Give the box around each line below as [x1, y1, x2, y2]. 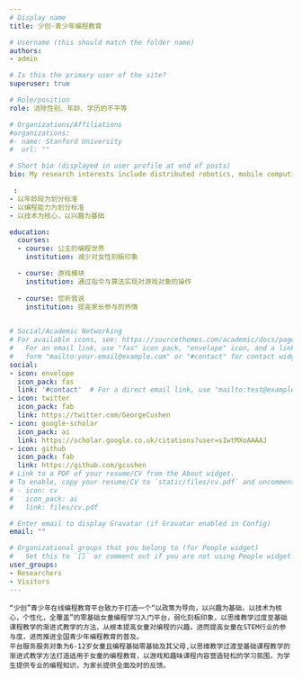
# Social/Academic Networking [9, 327, 123, 336]
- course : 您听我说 [17, 294, 85, 303]
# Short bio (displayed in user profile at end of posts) [9, 161, 231, 171]
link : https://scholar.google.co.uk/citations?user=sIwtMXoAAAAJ [17, 436, 268, 445]
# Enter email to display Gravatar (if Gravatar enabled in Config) [9, 519, 271, 528]
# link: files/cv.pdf [9, 502, 99, 511]
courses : [17, 236, 50, 245]
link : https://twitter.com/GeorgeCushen [17, 411, 171, 420]
